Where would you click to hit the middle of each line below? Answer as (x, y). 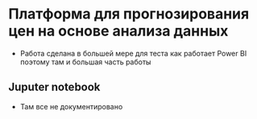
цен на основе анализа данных (118, 31)
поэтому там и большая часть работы (85, 62)
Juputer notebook (54, 87)
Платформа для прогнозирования (129, 14)
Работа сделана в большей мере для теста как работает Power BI (133, 53)
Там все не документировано (71, 106)
